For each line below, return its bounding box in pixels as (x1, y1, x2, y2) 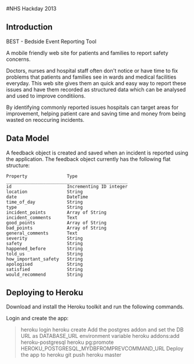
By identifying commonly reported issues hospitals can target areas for (6, 104, 179, 111)
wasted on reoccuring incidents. (6, 116, 84, 123)
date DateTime (6, 194, 88, 200)
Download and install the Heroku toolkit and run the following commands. (6, 303, 185, 310)
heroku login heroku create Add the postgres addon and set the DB (20, 326, 184, 333)
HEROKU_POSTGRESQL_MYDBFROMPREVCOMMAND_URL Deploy (20, 345, 184, 352)
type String (6, 204, 83, 210)
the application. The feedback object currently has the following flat (6, 155, 171, 162)
